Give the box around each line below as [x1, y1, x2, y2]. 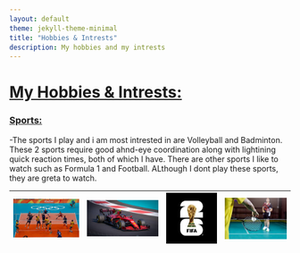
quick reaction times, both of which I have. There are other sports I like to [9, 153, 279, 164]
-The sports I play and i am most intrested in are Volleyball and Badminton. [9, 134, 283, 145]
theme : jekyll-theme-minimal [9, 23, 118, 33]
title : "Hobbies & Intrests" [9, 33, 118, 42]
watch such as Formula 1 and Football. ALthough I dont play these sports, [9, 163, 279, 173]
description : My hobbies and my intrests [9, 43, 166, 52]
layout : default [9, 14, 70, 23]
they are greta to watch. [9, 173, 97, 183]
